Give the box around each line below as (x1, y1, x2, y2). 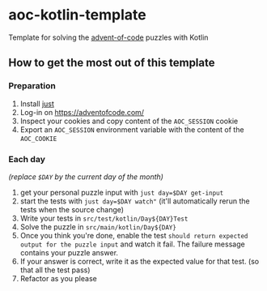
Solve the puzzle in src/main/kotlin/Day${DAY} (19, 221, 176, 232)
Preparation (8, 80, 57, 92)
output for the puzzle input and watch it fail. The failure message (19, 239, 245, 249)
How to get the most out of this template (8, 56, 215, 70)
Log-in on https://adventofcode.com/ (19, 107, 144, 117)
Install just (19, 99, 55, 109)
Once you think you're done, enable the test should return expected (19, 230, 248, 240)
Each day (8, 153, 46, 165)
